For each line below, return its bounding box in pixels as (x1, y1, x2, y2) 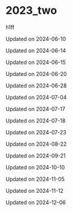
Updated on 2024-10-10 (5, 163, 65, 171)
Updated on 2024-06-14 (5, 46, 66, 54)
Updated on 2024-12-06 (5, 198, 66, 206)
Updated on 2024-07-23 (5, 128, 66, 136)
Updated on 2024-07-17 (5, 105, 65, 112)
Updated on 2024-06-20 (5, 70, 67, 77)
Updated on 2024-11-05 (5, 175, 65, 183)
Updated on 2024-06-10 (5, 35, 66, 42)
